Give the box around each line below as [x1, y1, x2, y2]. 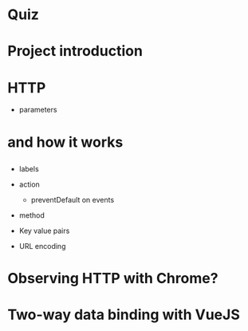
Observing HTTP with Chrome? [7, 269, 218, 287]
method [18, 210, 45, 220]
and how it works [7, 133, 124, 151]
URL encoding [18, 241, 66, 250]
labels [18, 164, 39, 173]
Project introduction [7, 42, 143, 61]
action [18, 179, 41, 189]
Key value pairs [18, 226, 70, 235]
